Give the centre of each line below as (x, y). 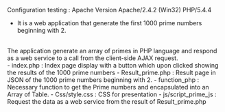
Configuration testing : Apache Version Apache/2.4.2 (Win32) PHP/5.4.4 (109, 10)
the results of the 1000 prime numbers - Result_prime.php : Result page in (111, 72)
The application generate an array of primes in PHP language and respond (112, 51)
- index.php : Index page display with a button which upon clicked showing (113, 65)
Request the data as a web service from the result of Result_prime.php (107, 101)
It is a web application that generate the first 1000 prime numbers (109, 23)
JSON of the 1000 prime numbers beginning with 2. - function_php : (103, 80)
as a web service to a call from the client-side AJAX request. (93, 58)
